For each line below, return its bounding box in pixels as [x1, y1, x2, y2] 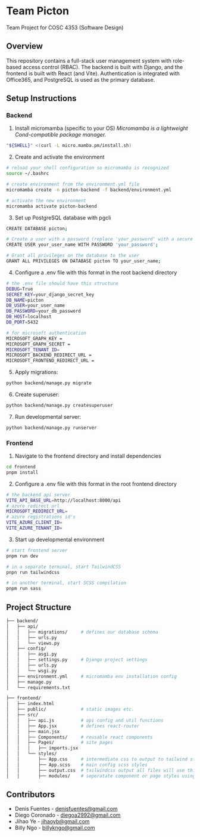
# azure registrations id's [6, 514, 76, 520]
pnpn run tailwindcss [6, 569, 60, 575]
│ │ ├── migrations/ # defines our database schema [6, 629, 159, 635]
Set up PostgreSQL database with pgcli [14, 214, 111, 221]
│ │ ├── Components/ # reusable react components [6, 734, 153, 740]
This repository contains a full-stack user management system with [6, 57, 171, 64]
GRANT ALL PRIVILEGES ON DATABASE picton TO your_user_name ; [6, 258, 161, 264]
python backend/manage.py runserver [6, 425, 97, 431]
